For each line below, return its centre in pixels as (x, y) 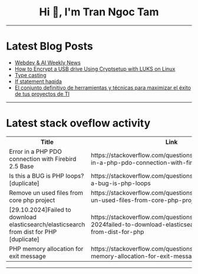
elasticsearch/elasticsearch (47, 225)
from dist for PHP (33, 232)
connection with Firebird (43, 159)
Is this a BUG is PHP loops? (47, 176)
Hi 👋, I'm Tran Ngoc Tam (99, 12)
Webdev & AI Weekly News (47, 62)
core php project (32, 200)
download (23, 217)
